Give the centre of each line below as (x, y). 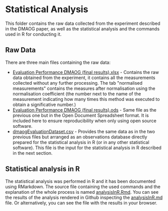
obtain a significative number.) (44, 104)
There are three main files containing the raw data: (58, 62)
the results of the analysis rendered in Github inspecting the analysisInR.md (84, 197)
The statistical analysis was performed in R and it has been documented (80, 181)
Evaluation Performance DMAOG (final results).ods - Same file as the (85, 110)
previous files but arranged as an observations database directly (80, 137)
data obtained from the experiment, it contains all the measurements (84, 78)
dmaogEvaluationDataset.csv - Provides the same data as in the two (84, 131)
